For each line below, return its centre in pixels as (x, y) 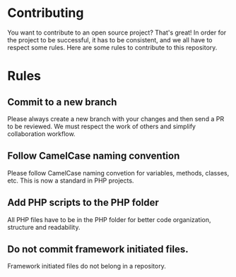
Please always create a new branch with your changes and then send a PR (116, 118)
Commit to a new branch (62, 102)
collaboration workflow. (41, 134)
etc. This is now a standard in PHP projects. (71, 180)
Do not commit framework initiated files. (98, 249)
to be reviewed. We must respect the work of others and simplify (102, 126)
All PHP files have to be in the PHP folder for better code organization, (109, 219)
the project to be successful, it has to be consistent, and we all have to (110, 39)
